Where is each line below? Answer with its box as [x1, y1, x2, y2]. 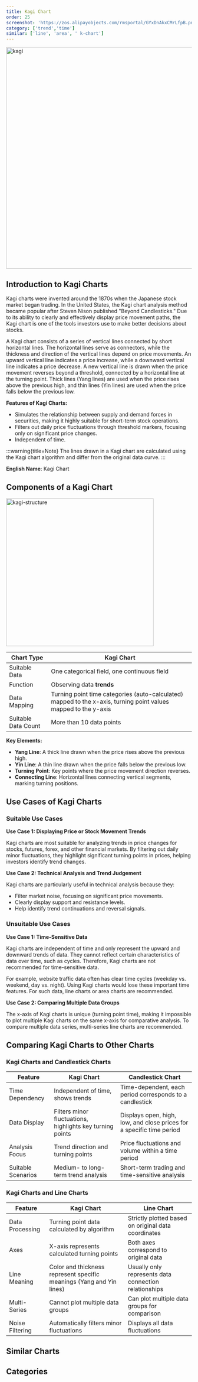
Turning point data [49, 1218, 100, 1226]
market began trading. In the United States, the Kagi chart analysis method [6, 301, 187, 308]
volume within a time [120, 1147, 178, 1155]
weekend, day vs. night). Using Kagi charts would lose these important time [6, 981, 190, 988]
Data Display [9, 1118, 44, 1127]
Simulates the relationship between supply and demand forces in [14, 411, 173, 418]
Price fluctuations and [120, 1139, 181, 1147]
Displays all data [127, 1319, 173, 1327]
